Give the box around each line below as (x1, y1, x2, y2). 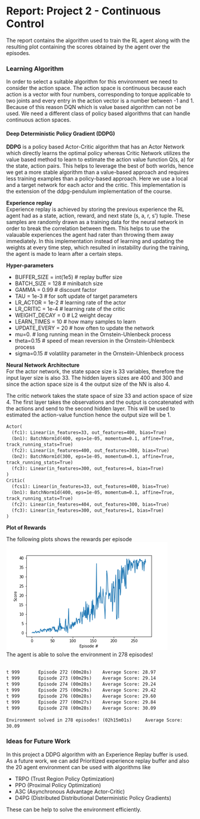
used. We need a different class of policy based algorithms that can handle (6, 110, 190, 117)
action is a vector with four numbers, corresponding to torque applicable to (6, 91, 191, 98)
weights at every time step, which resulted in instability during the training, (6, 244, 190, 251)
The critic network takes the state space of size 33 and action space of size (6, 392, 193, 400)
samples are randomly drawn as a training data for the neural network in (6, 219, 184, 226)
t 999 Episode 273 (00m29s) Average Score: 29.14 (6, 675, 156, 681)
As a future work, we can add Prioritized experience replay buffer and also (6, 757, 190, 764)
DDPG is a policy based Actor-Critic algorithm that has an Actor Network (6, 143, 185, 150)
